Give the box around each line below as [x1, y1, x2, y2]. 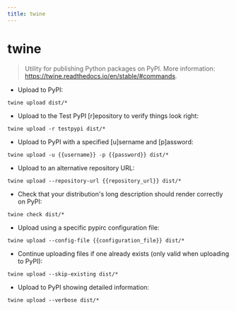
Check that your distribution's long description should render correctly [17, 189, 223, 198]
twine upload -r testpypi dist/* [7, 125, 106, 132]
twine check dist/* [7, 211, 65, 218]
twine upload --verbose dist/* [7, 296, 100, 304]
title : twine [7, 10, 46, 18]
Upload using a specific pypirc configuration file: [17, 223, 160, 232]
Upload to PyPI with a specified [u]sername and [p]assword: [17, 137, 194, 146]
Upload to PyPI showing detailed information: [17, 283, 150, 291]
